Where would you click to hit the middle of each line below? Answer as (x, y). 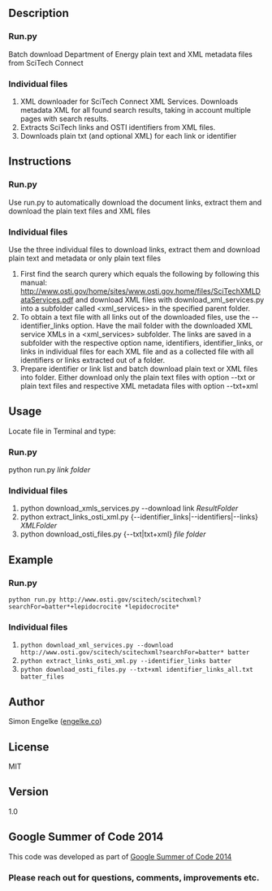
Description (39, 13)
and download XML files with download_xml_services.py (170, 299)
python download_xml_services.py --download (97, 646)
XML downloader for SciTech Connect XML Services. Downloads (129, 101)
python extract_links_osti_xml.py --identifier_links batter (126, 661)
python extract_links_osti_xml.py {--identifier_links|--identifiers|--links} (139, 517)
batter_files (42, 677)
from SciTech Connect (46, 62)
